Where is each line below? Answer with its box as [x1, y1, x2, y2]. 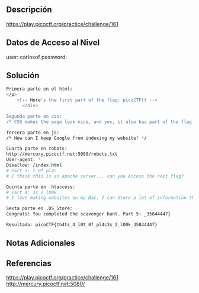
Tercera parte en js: [6, 130, 60, 136]
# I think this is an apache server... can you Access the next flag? [6, 173, 184, 179]
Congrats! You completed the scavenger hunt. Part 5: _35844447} [6, 211, 171, 217]
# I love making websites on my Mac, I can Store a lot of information [6, 195, 187, 201]
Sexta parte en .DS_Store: [6, 205, 73, 212]
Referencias [6, 258, 52, 268]
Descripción [6, 5, 52, 15]
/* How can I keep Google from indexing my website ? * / [6, 135, 147, 141]
